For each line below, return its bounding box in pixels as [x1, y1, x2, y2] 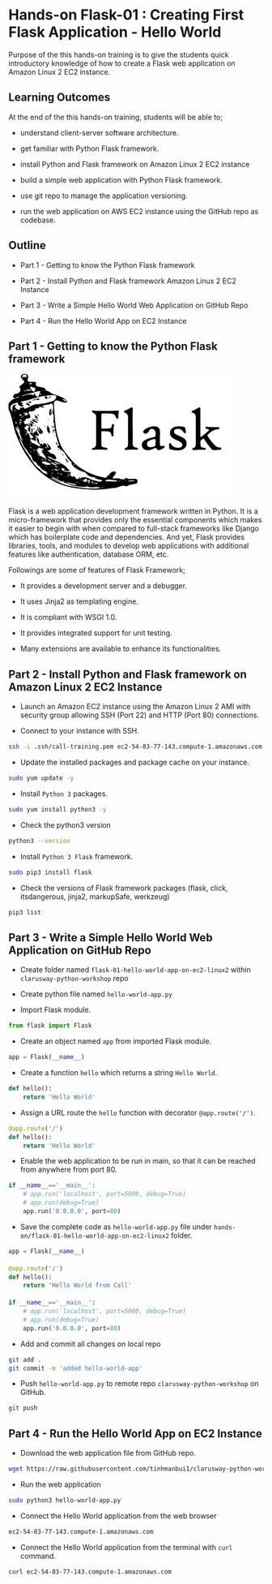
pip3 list [8, 908, 42, 916]
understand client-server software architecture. [19, 127, 179, 137]
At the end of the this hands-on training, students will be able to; [8, 112, 223, 122]
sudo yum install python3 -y [8, 805, 107, 813]
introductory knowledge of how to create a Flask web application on [8, 58, 236, 68]
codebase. [19, 215, 57, 225]
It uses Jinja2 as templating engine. [19, 596, 139, 606]
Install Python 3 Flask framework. [19, 851, 134, 861]
